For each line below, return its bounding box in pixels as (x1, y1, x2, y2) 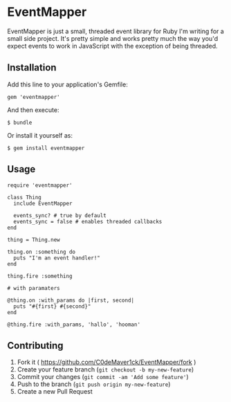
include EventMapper (13, 200, 73, 207)
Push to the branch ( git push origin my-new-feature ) (17, 380, 171, 388)
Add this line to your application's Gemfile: (7, 80, 128, 89)
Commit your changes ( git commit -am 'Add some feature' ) (17, 373, 189, 381)
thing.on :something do (7, 248, 76, 255)
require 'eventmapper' (7, 181, 73, 189)
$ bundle (7, 119, 33, 126)
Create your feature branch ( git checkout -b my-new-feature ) (17, 365, 194, 374)
